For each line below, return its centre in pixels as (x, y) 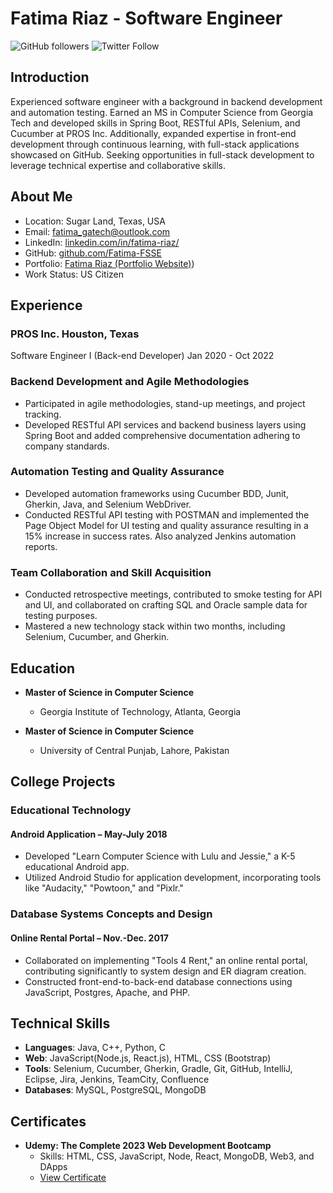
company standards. (67, 446)
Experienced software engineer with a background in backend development (166, 101)
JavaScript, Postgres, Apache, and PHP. (107, 992)
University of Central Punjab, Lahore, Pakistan (134, 750)
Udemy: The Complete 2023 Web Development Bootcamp (148, 1146)
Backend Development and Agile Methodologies (130, 382)
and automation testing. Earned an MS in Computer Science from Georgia (162, 112)
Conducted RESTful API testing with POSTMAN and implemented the (167, 514)
